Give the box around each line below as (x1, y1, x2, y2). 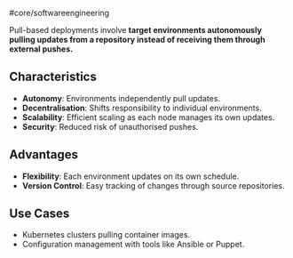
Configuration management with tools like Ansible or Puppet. (21, 239, 245, 250)
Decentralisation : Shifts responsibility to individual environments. (21, 102, 262, 113)
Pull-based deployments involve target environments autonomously (9, 25, 262, 35)
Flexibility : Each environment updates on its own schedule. (21, 171, 240, 181)
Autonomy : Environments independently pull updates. (21, 93, 220, 103)
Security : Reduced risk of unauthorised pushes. (21, 121, 199, 132)
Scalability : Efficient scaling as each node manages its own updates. (21, 111, 275, 123)
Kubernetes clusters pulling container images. (21, 230, 191, 240)
